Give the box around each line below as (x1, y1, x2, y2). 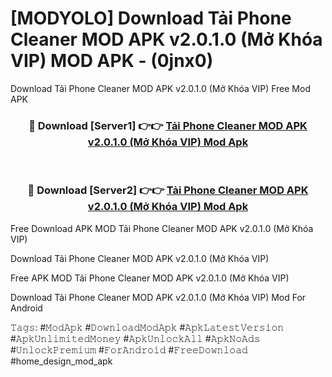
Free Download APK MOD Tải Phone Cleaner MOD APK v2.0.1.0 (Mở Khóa (10, 222, 314, 234)
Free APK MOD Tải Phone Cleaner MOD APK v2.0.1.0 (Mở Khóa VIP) (10, 272, 290, 284)
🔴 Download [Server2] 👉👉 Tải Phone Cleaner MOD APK (27, 183, 309, 197)
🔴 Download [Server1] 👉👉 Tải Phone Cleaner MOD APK (28, 118, 308, 132)
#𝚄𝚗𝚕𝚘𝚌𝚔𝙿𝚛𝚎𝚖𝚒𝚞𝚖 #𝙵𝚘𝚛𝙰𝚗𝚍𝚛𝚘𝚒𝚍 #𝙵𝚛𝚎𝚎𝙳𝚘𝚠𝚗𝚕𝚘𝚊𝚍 (10, 343, 248, 356)
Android (10, 302, 43, 314)
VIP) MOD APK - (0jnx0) (10, 50, 214, 72)
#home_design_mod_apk (10, 355, 113, 367)
